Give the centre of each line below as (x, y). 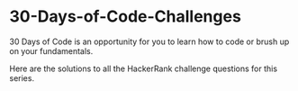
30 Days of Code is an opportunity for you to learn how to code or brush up (149, 41)
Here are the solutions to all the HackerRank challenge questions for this (143, 68)
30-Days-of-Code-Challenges (125, 17)
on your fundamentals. (51, 50)
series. (22, 77)
